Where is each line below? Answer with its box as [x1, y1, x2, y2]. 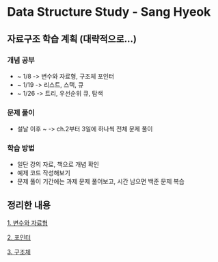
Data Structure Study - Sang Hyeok [7, 4, 211, 20]
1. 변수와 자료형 [7, 219, 48, 227]
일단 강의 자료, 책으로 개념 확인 [16, 160, 99, 168]
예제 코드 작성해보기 [16, 169, 70, 177]
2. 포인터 [7, 233, 31, 241]
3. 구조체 [7, 248, 31, 257]
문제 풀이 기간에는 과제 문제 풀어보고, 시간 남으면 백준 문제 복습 [16, 177, 185, 185]
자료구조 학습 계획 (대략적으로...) [7, 33, 137, 44]
